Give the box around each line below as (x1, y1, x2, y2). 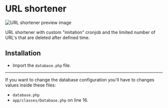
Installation (5, 49, 41, 57)
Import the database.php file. (12, 62, 71, 68)
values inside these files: (5, 82, 56, 88)
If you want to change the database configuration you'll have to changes (5, 76, 154, 82)
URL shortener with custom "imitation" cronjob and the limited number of (5, 29, 156, 35)
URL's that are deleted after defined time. (5, 34, 90, 40)
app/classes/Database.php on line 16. (12, 97, 88, 103)
